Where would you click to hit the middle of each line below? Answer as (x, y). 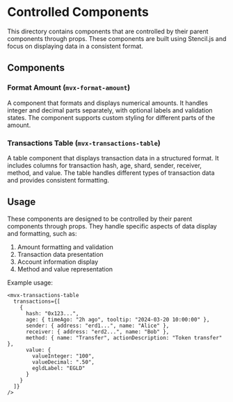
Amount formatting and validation (65, 246)
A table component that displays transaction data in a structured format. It (113, 158)
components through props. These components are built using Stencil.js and (117, 38)
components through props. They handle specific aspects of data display (112, 226)
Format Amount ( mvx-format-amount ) (69, 87)
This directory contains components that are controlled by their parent (108, 31)
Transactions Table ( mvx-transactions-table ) (84, 143)
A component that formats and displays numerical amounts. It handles (108, 103)
